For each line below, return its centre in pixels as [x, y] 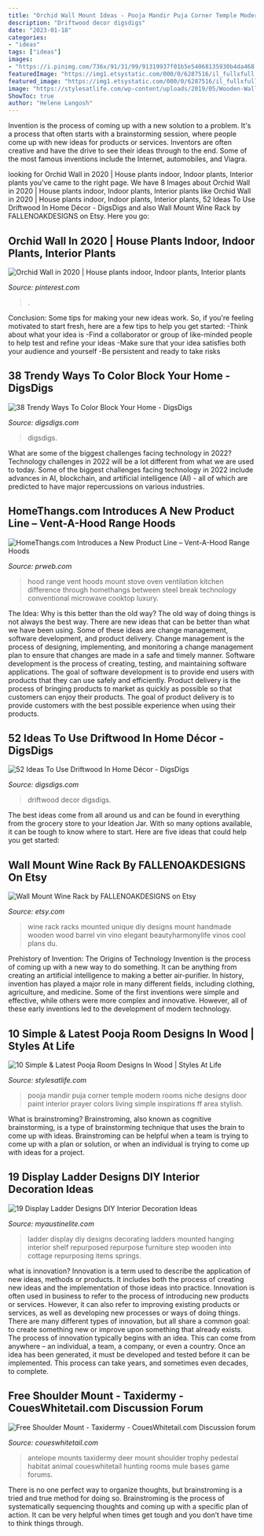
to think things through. [46, 1523]
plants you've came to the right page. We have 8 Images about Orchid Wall [129, 183]
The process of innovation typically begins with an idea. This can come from [132, 1338]
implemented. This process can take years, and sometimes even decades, [128, 1363]
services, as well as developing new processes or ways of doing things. [125, 1313]
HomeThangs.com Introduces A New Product [121, 511]
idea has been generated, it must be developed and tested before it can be [129, 1354]
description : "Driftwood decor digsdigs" [77, 23]
